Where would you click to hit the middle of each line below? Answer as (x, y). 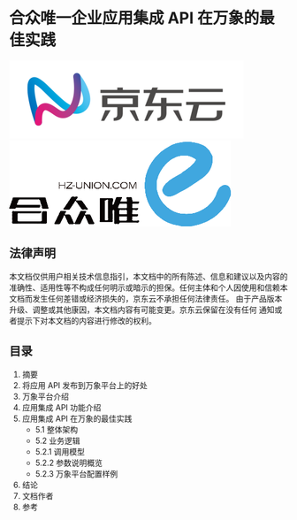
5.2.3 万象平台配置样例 (76, 473)
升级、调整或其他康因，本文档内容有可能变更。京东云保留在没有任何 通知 (142, 310)
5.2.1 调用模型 (60, 451)
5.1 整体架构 (56, 429)
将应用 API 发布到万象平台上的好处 (85, 385)
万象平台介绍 (45, 396)
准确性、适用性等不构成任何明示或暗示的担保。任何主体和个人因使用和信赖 (145, 287)
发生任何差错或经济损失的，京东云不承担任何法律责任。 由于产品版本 (157, 298)
